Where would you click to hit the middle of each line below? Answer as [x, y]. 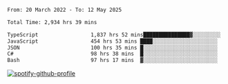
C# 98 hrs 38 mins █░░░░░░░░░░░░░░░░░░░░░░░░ [112, 54]
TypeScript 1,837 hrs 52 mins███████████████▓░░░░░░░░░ [114, 34]
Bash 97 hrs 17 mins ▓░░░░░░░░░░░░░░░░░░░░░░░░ [112, 61]
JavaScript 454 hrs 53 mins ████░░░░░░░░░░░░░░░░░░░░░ [112, 41]
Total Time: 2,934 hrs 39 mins [52, 22]
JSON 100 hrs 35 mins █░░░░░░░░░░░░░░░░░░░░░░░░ [112, 48]
